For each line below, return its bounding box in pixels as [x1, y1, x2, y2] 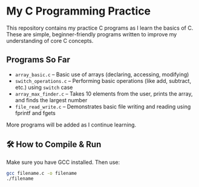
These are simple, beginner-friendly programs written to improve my [6, 30, 177, 38]
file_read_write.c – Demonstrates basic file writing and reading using [15, 103, 191, 110]
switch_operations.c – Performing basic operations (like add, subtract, [15, 77, 192, 84]
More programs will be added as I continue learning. [6, 121, 137, 128]
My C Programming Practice [6, 4, 151, 18]
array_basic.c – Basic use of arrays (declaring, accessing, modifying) [15, 71, 189, 78]
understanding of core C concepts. [6, 37, 94, 44]
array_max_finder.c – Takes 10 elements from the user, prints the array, [15, 90, 193, 97]
